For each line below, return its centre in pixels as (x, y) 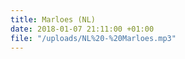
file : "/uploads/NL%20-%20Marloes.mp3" (93, 38)
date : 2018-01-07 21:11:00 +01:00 (82, 29)
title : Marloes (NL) (53, 19)
